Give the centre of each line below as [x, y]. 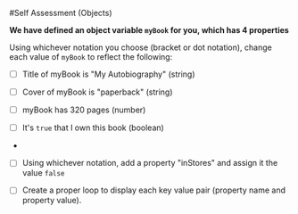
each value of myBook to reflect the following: [91, 57]
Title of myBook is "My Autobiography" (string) [108, 74]
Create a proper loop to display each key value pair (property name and [153, 190]
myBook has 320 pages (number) [84, 110]
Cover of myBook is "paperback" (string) [97, 92]
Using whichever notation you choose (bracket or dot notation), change [141, 47]
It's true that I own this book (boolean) [93, 128]
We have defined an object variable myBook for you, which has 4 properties [149, 30]
